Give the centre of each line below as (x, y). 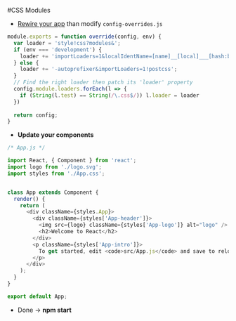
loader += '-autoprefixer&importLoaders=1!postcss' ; (99, 70)
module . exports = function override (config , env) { (84, 37)
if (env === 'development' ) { (58, 50)
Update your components (55, 135)
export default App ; (38, 296)
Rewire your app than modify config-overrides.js (90, 24)
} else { (26, 63)
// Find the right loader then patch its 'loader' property (103, 83)
